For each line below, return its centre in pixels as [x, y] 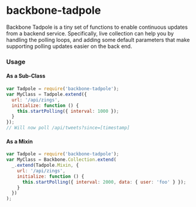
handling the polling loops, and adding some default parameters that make [98, 40]
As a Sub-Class [26, 76]
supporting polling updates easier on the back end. [69, 46]
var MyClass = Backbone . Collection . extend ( [61, 160]
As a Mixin [19, 141]
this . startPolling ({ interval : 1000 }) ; [68, 111]
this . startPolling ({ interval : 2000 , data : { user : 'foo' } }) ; [104, 182]
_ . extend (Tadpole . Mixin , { [45, 166]
